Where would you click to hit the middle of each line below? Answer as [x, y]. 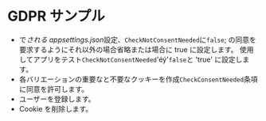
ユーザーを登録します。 [57, 99]
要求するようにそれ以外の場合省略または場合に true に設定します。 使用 [136, 49]
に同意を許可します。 [54, 89]
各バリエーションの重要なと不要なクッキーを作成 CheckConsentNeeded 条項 [138, 79]
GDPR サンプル [56, 16]
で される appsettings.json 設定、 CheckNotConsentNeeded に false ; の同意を [137, 40]
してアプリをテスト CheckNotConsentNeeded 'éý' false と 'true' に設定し [131, 59]
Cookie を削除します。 [56, 108]
